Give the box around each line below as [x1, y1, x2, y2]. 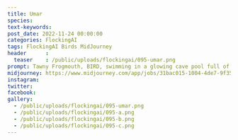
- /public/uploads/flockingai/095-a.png [13, 109, 135, 116]
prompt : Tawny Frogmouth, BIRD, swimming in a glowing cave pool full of [7, 63, 230, 70]
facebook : [7, 89, 37, 96]
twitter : [7, 83, 33, 90]
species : [7, 17, 33, 24]
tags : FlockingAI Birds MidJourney [7, 43, 113, 50]
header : [7, 50, 50, 57]
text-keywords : [7, 23, 52, 30]
